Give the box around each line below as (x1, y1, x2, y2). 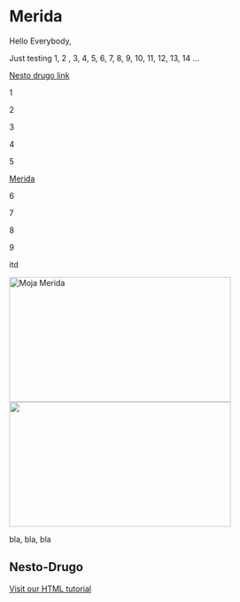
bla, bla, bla (9, 534, 51, 544)
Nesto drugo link (9, 69, 70, 81)
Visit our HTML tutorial (9, 583, 91, 594)
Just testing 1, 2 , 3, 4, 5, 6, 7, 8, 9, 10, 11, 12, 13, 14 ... (9, 52, 200, 63)
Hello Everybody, (9, 36, 73, 46)
